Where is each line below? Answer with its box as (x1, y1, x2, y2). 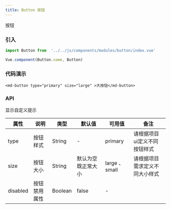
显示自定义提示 (5, 107, 37, 113)
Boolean (52, 187, 72, 194)
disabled (8, 187, 28, 194)
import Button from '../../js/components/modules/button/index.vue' (5, 48, 156, 53)
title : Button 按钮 (5, 7, 45, 13)
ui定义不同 (133, 138, 159, 145)
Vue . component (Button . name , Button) (5, 57, 83, 62)
